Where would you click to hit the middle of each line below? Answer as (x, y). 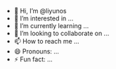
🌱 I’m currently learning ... (51, 26)
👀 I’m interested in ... (44, 18)
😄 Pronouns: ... (37, 51)
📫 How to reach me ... (46, 41)
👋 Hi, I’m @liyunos (40, 11)
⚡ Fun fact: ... (33, 59)
